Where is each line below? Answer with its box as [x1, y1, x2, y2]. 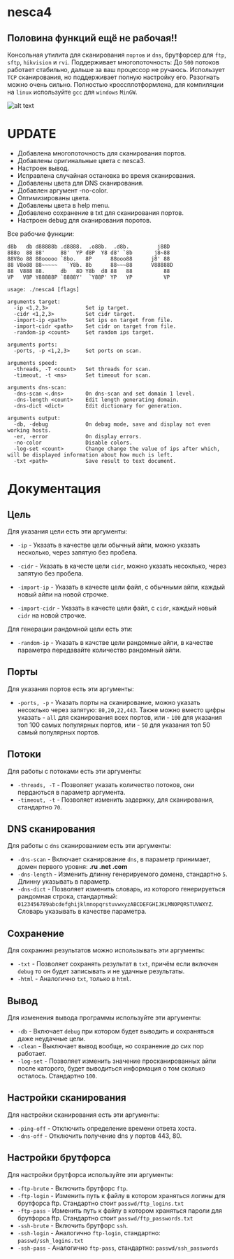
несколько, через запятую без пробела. [17, 548, 138, 557]
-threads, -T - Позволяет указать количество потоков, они [17, 780, 195, 788]
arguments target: [7, 298, 61, 305]
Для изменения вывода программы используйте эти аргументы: [7, 1013, 202, 1022]
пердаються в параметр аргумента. [17, 788, 126, 796]
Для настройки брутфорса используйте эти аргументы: [7, 1170, 174, 1178]
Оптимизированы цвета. [17, 193, 91, 202]
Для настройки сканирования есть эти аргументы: [7, 1111, 160, 1119]
